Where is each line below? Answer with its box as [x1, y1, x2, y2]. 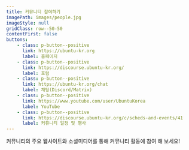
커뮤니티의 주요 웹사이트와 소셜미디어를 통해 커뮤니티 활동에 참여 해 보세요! [6, 137, 181, 145]
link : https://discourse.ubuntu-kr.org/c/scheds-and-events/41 [22, 115, 184, 121]
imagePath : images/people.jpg [6, 14, 82, 20]
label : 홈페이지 [22, 53, 58, 59]
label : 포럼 [22, 70, 50, 76]
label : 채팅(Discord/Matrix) [22, 87, 93, 93]
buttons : [6, 37, 28, 43]
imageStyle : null [6, 20, 50, 26]
